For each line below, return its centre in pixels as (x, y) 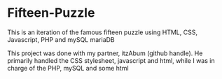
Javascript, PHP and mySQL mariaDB (61, 39)
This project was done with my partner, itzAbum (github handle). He (105, 53)
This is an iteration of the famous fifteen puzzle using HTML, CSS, (103, 32)
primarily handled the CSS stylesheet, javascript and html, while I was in (111, 60)
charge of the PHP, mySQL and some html (68, 68)
